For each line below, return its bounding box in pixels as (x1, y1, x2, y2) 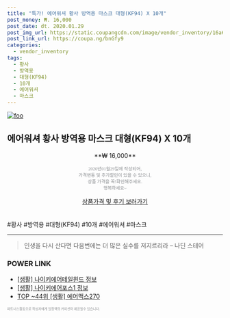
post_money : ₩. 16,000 (7, 16, 72, 23)
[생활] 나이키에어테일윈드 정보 (16, 275, 97, 284)
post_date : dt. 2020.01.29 (7, 23, 84, 29)
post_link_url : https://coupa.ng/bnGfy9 (7, 36, 125, 42)
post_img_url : (7, 29, 48, 36)
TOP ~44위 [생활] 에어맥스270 (16, 292, 101, 301)
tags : (7, 55, 23, 62)
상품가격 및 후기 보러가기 (81, 197, 149, 205)
